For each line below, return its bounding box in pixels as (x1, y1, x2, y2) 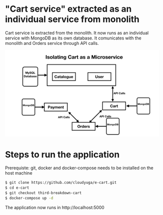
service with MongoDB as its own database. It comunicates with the (5, 35, 142, 41)
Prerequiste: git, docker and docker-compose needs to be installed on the (5, 165, 154, 171)
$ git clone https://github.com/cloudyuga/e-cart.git (5, 180, 117, 185)
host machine (5, 170, 33, 176)
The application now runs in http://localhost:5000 (5, 204, 105, 210)
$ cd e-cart (5, 185, 29, 191)
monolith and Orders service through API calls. (5, 40, 99, 46)
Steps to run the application (5, 149, 120, 160)
